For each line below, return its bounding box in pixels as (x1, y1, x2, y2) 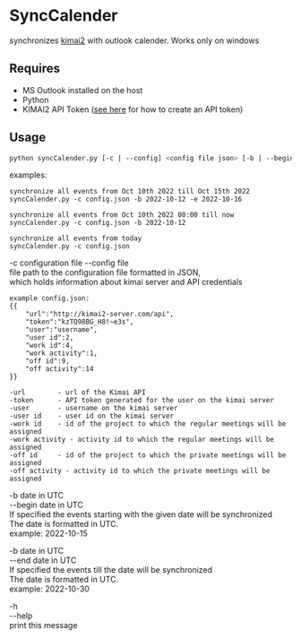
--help (9, 610, 33, 621)
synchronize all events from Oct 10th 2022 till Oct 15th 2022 (9, 187, 251, 196)
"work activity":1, (25, 349, 99, 358)
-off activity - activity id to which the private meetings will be (9, 467, 271, 476)
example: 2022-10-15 (9, 528, 88, 539)
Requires (9, 61, 61, 76)
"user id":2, (25, 333, 74, 342)
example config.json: (9, 294, 90, 303)
